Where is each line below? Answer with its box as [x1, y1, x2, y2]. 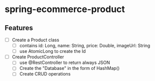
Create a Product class [12, 37, 60, 43]
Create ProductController [12, 54, 64, 60]
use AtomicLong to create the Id [19, 48, 86, 54]
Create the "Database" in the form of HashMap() [19, 65, 120, 71]
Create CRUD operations [19, 71, 71, 77]
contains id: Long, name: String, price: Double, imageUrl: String [19, 43, 150, 49]
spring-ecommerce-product [5, 4, 125, 15]
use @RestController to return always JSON [19, 59, 110, 66]
